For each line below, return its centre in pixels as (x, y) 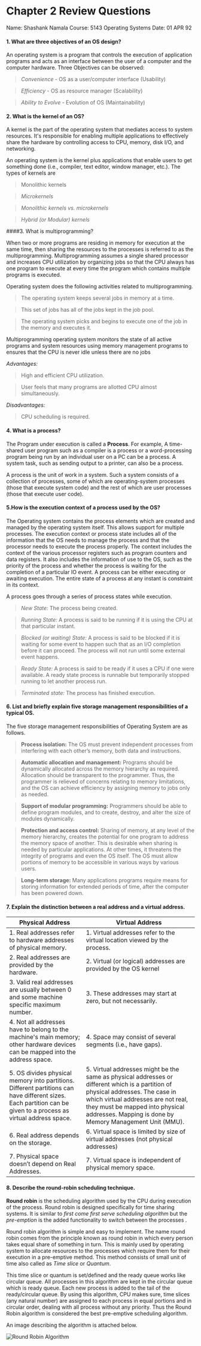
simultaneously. (40, 393)
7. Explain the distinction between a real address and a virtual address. (96, 907)
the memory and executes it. (56, 328)
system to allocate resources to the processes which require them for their (98, 1251)
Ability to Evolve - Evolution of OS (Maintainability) (83, 103)
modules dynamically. (48, 819)
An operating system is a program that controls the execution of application (99, 55)
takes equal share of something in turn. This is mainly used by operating (95, 1244)
